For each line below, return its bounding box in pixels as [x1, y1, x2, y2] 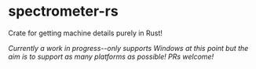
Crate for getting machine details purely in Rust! [8, 28, 163, 38]
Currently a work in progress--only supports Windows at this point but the [8, 43, 249, 53]
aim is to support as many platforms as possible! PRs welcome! [8, 52, 214, 61]
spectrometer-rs [8, 2, 119, 20]
